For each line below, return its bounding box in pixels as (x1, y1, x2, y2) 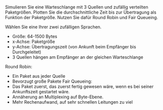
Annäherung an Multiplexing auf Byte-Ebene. (12, 94, 104, 100)
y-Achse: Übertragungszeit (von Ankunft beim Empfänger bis (12, 44, 136, 49)
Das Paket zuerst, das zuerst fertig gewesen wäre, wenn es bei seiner (12, 84, 154, 89)
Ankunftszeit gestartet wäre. (12, 89, 70, 94)
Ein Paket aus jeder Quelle (12, 73, 65, 79)
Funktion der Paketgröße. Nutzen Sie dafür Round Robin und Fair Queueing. (5, 15, 158, 20)
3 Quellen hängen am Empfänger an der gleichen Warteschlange (12, 54, 143, 60)
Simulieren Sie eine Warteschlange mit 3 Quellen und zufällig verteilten (5, 4, 148, 10)
